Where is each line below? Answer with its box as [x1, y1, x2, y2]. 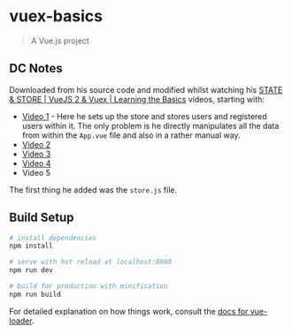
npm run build [9, 290, 62, 299]
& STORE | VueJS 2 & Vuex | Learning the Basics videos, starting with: [9, 94, 265, 104]
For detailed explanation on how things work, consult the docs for [9, 306, 249, 316]
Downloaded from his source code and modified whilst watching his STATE [9, 84, 283, 95]
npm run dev [9, 266, 53, 275]
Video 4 [21, 157, 51, 169]
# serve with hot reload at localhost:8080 [9, 258, 173, 267]
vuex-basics [9, 6, 104, 27]
